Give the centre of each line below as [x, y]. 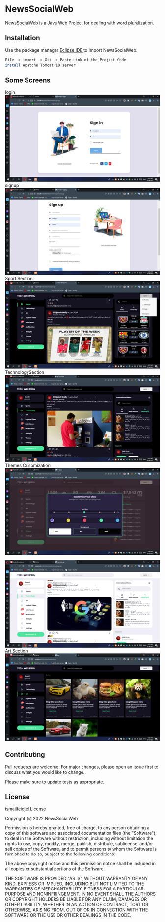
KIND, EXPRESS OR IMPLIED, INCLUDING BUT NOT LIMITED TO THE [75, 884]
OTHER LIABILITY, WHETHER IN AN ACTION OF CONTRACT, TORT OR [77, 905]
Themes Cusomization [28, 465]
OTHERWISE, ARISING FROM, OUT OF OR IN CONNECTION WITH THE [77, 910]
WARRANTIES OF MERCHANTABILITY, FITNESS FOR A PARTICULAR [74, 889]
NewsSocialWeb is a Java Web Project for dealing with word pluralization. [80, 23]
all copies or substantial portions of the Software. [55, 869]
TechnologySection [25, 372]
